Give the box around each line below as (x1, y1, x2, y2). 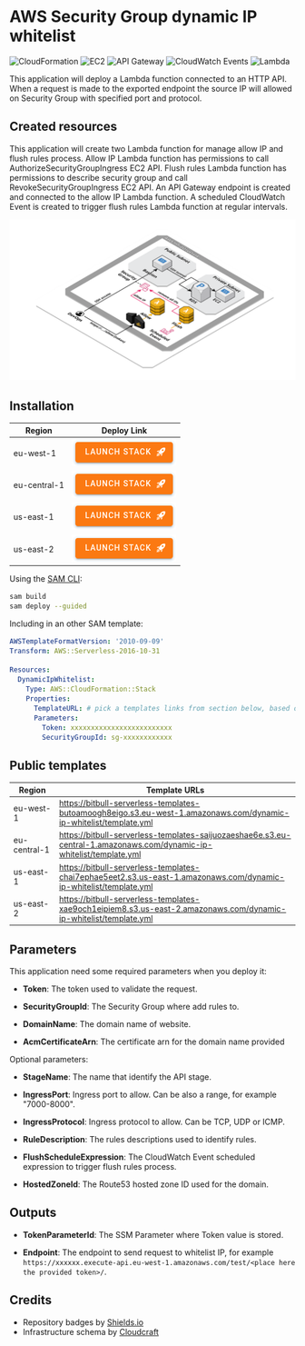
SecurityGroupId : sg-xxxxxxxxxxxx (42, 733, 172, 742)
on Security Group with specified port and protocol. (9, 93, 202, 104)
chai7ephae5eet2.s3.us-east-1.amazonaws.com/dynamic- (58, 871, 285, 882)
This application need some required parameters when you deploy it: (9, 966, 268, 977)
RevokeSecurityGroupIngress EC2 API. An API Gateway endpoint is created (9, 182, 290, 193)
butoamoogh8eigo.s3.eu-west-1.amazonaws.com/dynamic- (58, 807, 290, 818)
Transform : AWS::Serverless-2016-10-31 (9, 646, 161, 655)
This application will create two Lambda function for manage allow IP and (9, 143, 284, 154)
